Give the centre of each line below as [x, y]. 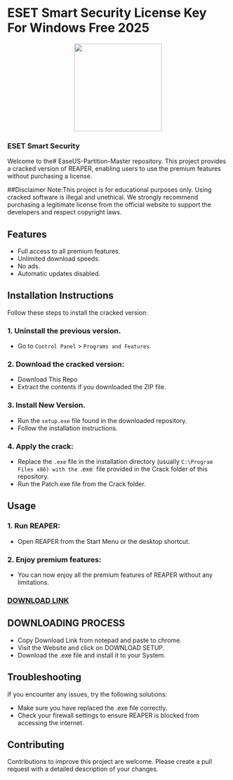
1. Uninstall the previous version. [64, 330]
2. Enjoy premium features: [54, 559]
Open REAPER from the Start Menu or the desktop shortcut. [104, 541]
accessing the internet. [51, 722]
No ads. [29, 266]
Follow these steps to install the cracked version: [78, 312]
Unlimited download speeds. [59, 259]
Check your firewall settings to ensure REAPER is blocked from [108, 715]
